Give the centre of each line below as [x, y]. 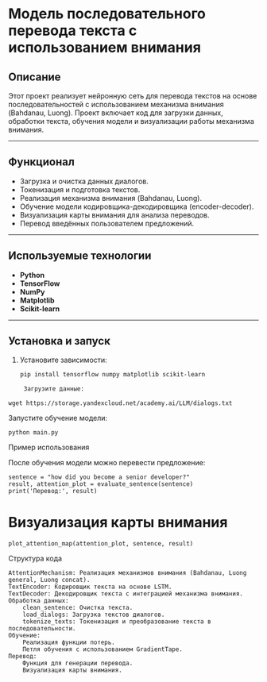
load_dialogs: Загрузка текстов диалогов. [94, 615]
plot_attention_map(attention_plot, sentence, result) [101, 544]
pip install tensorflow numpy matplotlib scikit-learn [112, 375]
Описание [35, 77]
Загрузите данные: [54, 389]
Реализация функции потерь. [69, 643]
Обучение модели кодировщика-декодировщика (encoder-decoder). [137, 206]
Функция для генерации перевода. [78, 664]
